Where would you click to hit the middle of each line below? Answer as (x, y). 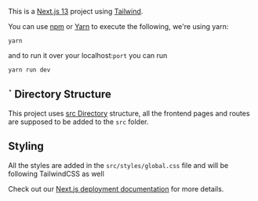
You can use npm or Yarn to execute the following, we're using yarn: (118, 26)
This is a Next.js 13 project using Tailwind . (76, 11)
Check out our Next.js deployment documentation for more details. (116, 188)
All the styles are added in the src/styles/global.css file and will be (118, 165)
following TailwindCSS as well (56, 174)
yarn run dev (29, 70)
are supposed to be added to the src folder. (78, 122)
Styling (26, 146)
